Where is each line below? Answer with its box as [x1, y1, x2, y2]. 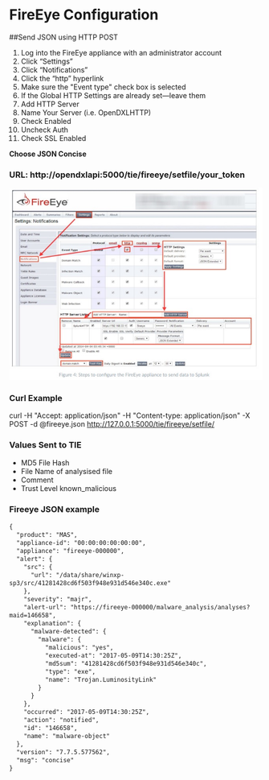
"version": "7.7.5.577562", [16, 749, 111, 757]
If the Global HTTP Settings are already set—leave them [20, 90, 206, 100]
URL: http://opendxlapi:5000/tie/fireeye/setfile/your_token [9, 169, 246, 180]
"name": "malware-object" [23, 733, 111, 741]
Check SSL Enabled [20, 133, 87, 142]
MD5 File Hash [20, 457, 70, 468]
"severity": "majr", [23, 596, 92, 604]
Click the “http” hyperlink [20, 73, 104, 83]
